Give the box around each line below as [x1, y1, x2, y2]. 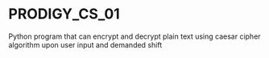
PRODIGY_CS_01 [8, 5, 121, 23]
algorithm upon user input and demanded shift [8, 39, 163, 49]
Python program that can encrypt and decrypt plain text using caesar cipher [8, 31, 261, 41]
